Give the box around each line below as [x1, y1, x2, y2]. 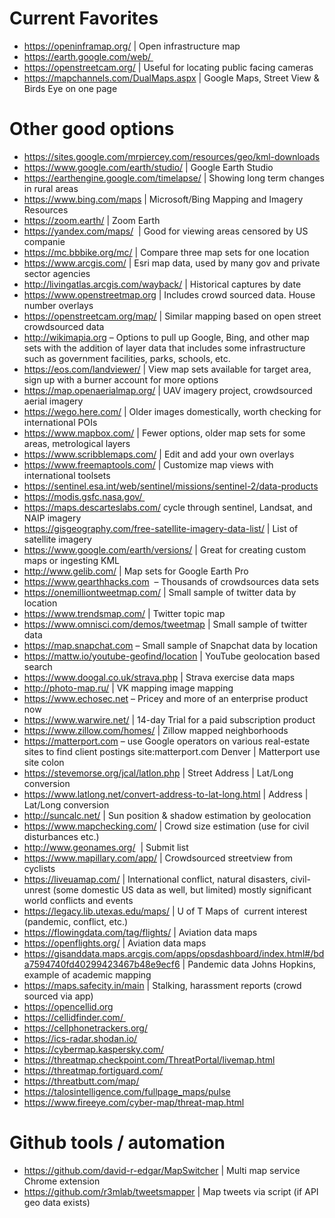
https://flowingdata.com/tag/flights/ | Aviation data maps [23, 926, 258, 938]
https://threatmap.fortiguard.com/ [23, 1064, 164, 1076]
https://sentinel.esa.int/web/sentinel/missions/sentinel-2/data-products [23, 480, 319, 492]
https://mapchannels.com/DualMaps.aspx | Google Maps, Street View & [23, 72, 320, 84]
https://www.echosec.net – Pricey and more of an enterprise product [23, 692, 309, 704]
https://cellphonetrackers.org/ [23, 1022, 148, 1034]
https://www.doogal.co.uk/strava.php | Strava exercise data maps [23, 671, 296, 683]
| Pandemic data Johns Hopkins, [182, 958, 316, 970]
